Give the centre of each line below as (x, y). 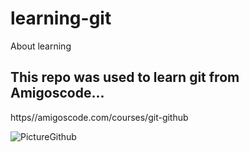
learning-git (61, 18)
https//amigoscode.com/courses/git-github (99, 117)
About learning (41, 46)
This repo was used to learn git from (125, 77)
